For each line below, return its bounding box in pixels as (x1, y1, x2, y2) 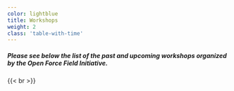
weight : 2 (7, 23, 37, 30)
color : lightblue (7, 10, 58, 17)
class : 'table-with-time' (7, 29, 83, 37)
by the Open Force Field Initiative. (7, 59, 108, 67)
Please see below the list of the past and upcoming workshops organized (7, 51, 227, 59)
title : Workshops (7, 17, 58, 24)
